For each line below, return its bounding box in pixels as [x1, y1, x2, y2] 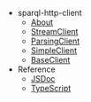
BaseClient [30, 55, 71, 65]
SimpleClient [30, 45, 78, 56]
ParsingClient [30, 35, 80, 46]
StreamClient [30, 27, 79, 36]
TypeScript [30, 83, 72, 93]
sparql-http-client [17, 8, 82, 18]
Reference [17, 64, 56, 75]
